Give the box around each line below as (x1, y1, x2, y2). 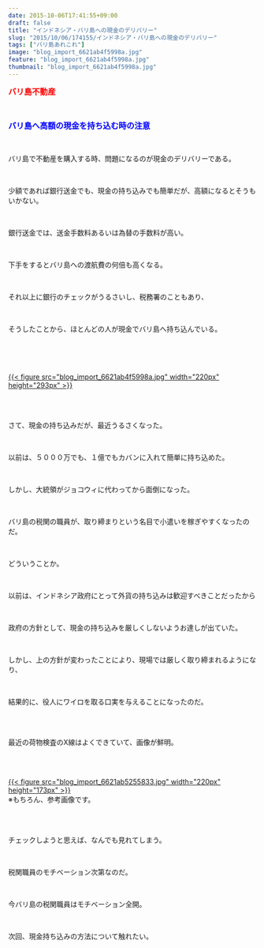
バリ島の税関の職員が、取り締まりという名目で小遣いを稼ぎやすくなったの (8, 517, 250, 526)
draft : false (8, 19, 51, 27)
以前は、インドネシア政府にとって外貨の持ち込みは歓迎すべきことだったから (8, 590, 256, 600)
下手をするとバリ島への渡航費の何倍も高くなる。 (8, 260, 167, 269)
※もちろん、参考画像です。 (8, 795, 95, 804)
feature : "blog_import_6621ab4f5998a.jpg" (8, 56, 150, 64)
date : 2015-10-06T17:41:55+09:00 (8, 11, 118, 20)
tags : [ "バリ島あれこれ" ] (8, 41, 85, 49)
